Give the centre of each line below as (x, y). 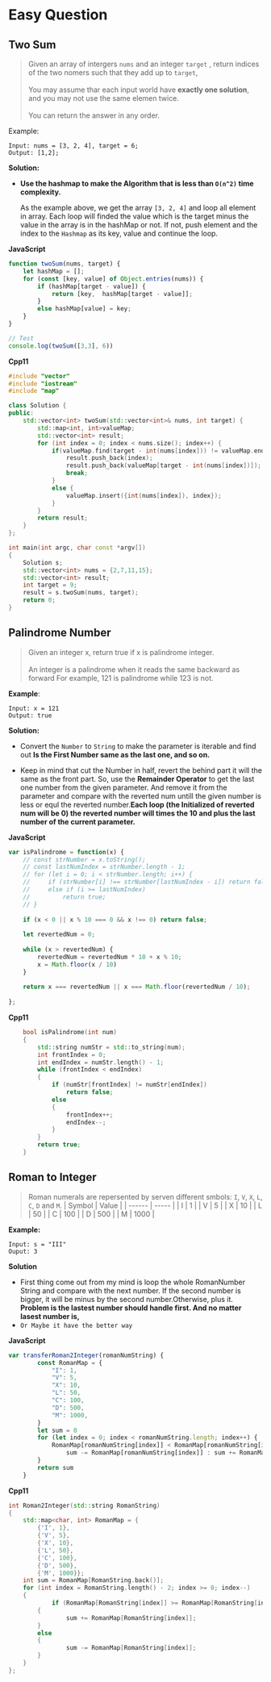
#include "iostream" (43, 384)
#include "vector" (39, 376)
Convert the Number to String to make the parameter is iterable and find (138, 746)
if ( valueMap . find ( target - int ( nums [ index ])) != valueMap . (152, 451)
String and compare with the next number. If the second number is (131, 1290)
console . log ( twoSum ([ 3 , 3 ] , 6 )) (61, 346)
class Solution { (38, 406)
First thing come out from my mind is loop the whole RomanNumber (133, 1282)
